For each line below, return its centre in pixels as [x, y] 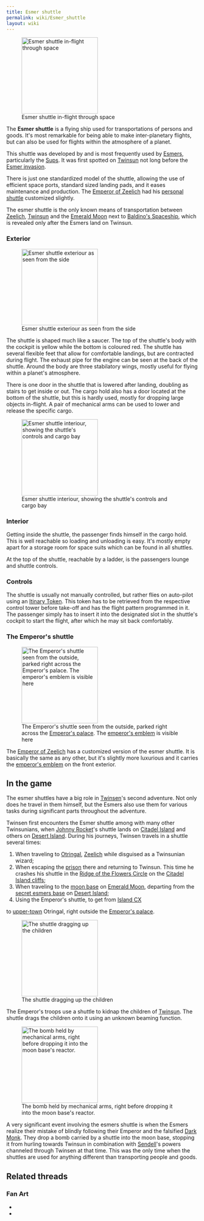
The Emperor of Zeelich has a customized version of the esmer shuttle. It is [100, 751]
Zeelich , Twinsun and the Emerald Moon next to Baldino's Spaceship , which [101, 216]
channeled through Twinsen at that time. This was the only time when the [98, 1151]
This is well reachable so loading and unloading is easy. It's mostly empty [98, 541]
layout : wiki [23, 23]
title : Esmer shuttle [34, 12]
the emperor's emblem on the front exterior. [62, 764]
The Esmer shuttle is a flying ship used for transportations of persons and [100, 129]
